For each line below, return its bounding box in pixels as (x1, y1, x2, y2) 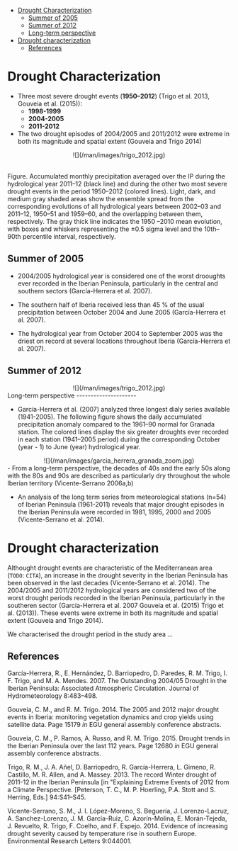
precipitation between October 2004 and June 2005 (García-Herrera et (17, 308, 226, 316)
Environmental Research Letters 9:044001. (7, 837, 132, 845)
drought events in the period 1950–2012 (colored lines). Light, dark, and (7, 187, 216, 196)
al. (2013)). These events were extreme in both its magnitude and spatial (7, 609, 218, 617)
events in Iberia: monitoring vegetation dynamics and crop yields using (7, 713, 214, 721)
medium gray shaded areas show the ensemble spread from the (7, 194, 195, 203)
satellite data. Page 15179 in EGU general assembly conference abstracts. (7, 721, 222, 729)
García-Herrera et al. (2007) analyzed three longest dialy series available (17, 405, 230, 413)
